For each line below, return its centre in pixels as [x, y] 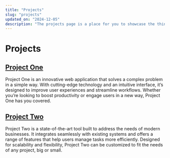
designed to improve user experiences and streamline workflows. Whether [83, 90]
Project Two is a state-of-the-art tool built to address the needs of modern [83, 129]
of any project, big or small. [34, 150]
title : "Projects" [25, 10]
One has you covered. [28, 101]
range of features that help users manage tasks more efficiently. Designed [83, 139]
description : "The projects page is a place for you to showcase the [80, 24]
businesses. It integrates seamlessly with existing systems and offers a [79, 134]
